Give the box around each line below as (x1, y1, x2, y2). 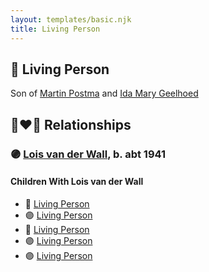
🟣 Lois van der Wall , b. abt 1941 (10, 147, 167, 161)
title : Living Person (10, 24, 101, 34)
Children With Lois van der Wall (10, 176, 144, 188)
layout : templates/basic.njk (10, 14, 132, 25)
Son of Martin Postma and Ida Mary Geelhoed (10, 87, 199, 100)
